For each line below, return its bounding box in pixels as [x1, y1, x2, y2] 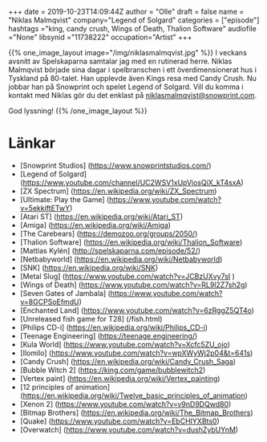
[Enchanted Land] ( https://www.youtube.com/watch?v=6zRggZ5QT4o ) [19, 305, 255, 315]
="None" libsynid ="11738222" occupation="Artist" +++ [8, 32, 192, 42]
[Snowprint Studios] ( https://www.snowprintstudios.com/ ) [19, 160, 212, 170]
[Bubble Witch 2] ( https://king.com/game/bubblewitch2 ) [19, 365, 206, 375]
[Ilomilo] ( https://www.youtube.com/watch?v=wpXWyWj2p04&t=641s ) [19, 348, 253, 358]
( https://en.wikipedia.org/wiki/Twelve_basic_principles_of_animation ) [19, 391, 249, 400]
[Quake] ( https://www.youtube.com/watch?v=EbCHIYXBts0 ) [19, 416, 220, 426]
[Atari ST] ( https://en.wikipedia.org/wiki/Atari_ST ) [19, 212, 183, 221]
